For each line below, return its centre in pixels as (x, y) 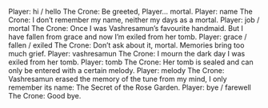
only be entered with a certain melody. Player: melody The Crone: (116, 70)
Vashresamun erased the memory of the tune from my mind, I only (118, 79)
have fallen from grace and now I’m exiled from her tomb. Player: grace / (128, 37)
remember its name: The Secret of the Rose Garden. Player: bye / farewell (130, 87)
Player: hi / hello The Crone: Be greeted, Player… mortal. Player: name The (131, 12)
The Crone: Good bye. (45, 96)
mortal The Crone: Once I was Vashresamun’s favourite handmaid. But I (126, 28)
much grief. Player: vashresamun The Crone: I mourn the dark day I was (127, 54)
